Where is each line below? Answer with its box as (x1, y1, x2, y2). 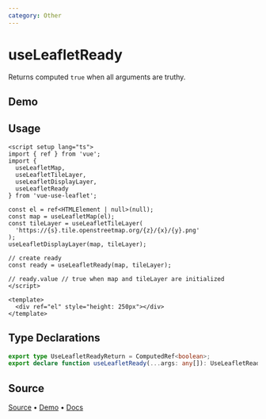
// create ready (8, 254, 62, 262)
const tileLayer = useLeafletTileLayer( (8, 219, 144, 227)
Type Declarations (8, 331, 101, 345)
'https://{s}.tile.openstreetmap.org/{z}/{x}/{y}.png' (15, 226, 200, 234)
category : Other (8, 11, 62, 20)
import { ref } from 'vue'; (8, 150, 101, 158)
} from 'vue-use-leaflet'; (8, 191, 97, 199)
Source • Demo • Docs (8, 402, 84, 413)
